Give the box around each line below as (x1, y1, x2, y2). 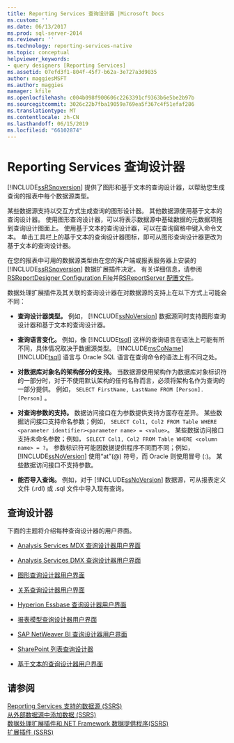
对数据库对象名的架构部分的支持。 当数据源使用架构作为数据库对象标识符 (17, 368, 227, 376)
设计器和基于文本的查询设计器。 (17, 321, 109, 329)
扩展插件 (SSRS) (7, 728, 54, 736)
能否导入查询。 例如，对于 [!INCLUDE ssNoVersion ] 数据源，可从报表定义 (17, 476, 226, 484)
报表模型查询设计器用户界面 (17, 616, 97, 624)
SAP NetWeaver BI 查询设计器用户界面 (17, 630, 127, 639)
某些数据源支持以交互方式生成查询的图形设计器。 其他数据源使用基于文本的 (7, 207, 223, 215)
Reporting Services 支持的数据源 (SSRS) (7, 701, 123, 710)
